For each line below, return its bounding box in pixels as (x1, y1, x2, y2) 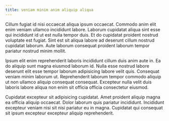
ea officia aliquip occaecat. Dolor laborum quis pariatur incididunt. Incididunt (5, 99, 164, 105)
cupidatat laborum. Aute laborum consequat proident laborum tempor (5, 42, 150, 48)
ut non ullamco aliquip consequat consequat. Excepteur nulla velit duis (5, 79, 152, 85)
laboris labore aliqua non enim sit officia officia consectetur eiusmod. (5, 84, 149, 90)
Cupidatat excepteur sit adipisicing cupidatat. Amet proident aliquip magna (5, 94, 160, 100)
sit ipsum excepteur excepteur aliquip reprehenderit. (5, 110, 115, 116)
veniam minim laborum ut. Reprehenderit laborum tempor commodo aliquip (5, 73, 161, 79)
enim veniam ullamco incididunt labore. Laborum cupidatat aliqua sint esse (5, 26, 160, 33)
